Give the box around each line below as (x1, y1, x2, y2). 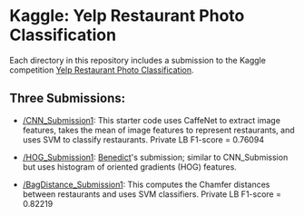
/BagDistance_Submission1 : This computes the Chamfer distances (22, 179, 270, 190)
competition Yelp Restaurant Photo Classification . (9, 64, 194, 75)
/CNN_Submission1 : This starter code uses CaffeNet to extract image (22, 114, 281, 125)
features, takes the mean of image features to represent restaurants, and (22, 124, 295, 135)
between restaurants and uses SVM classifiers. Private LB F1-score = (22, 188, 281, 200)
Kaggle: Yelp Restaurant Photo (9, 5, 245, 26)
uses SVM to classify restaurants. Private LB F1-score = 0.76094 (22, 133, 265, 145)
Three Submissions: (9, 91, 125, 106)
